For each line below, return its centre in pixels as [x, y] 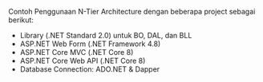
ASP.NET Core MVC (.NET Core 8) [77, 52]
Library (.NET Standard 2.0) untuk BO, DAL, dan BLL [106, 35]
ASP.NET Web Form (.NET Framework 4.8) [90, 44]
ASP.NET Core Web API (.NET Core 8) [83, 61]
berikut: [21, 20]
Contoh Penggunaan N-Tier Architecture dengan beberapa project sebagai [132, 12]
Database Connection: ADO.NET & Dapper [90, 69]
